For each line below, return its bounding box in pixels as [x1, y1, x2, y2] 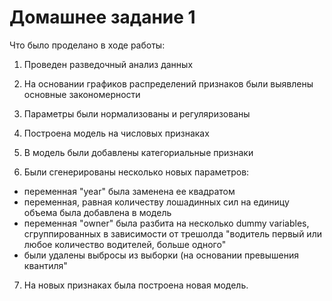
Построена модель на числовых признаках [23, 127, 210, 139]
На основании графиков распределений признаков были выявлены [23, 77, 314, 90]
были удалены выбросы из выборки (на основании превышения [23, 249, 300, 261]
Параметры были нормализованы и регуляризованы [23, 107, 251, 120]
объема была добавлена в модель [23, 206, 172, 218]
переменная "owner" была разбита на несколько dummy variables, [23, 217, 310, 229]
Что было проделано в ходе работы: [9, 39, 166, 51]
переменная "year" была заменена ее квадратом [23, 185, 236, 197]
